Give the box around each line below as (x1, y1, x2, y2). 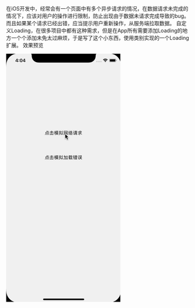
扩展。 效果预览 (6, 42, 44, 49)
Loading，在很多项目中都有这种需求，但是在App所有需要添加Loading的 (11, 27, 183, 34)
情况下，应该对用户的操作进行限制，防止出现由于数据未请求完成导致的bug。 (6, 12, 190, 19)
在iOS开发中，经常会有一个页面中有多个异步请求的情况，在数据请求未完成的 (6, 5, 189, 12)
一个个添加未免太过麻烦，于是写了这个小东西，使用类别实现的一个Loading (11, 35, 190, 41)
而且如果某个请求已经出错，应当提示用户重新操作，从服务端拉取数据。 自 (6, 20, 182, 26)
